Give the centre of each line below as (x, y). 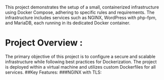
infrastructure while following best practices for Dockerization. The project (81, 62)
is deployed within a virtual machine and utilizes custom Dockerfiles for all (81, 67)
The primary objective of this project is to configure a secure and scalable (80, 56)
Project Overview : (44, 43)
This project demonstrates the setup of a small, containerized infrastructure (82, 7)
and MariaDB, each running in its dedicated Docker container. (68, 23)
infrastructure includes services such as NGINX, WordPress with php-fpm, (81, 18)
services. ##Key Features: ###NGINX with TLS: (54, 72)
